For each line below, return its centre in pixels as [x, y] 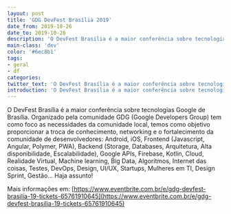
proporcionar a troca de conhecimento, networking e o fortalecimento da [111, 132]
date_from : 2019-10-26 [40, 26]
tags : [15, 58]
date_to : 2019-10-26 [37, 33]
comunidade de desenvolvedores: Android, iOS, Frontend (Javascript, [106, 139]
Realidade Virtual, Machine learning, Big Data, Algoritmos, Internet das [107, 161]
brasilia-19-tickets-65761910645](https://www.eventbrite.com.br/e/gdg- [109, 196]
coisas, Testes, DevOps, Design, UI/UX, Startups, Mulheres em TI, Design [111, 169]
